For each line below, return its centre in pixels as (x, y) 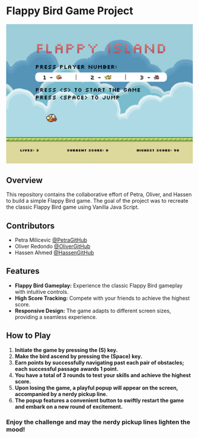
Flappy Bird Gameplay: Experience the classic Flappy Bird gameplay (99, 285)
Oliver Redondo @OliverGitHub (52, 247)
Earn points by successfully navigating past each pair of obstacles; (99, 362)
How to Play (29, 336)
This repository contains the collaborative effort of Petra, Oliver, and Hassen (99, 194)
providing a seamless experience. (56, 317)
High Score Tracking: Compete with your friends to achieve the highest (102, 298)
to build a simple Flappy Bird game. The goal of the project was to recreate (97, 201)
